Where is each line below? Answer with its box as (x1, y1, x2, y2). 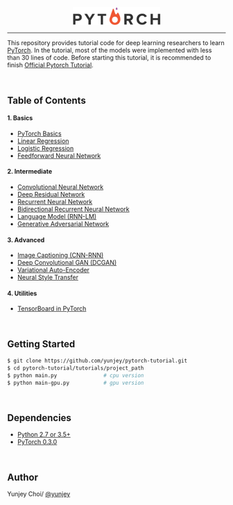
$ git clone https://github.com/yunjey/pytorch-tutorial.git (7, 358, 188, 365)
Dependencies (7, 412, 71, 424)
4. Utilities (7, 289, 37, 297)
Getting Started (7, 338, 76, 350)
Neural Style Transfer (17, 273, 78, 281)
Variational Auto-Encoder (17, 266, 90, 274)
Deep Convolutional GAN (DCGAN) (17, 258, 117, 267)
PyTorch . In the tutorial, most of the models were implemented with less (7, 46, 212, 55)
